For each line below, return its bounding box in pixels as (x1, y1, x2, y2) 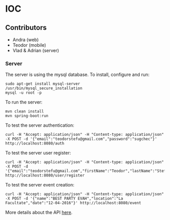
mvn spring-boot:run (5, 114, 49, 119)
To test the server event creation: (5, 182, 75, 188)
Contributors (5, 23, 47, 32)
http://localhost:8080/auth (5, 141, 65, 146)
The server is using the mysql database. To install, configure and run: (5, 71, 150, 78)
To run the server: (5, 99, 43, 105)
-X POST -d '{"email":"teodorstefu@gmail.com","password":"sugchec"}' (5, 136, 157, 142)
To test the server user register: (5, 150, 71, 156)
